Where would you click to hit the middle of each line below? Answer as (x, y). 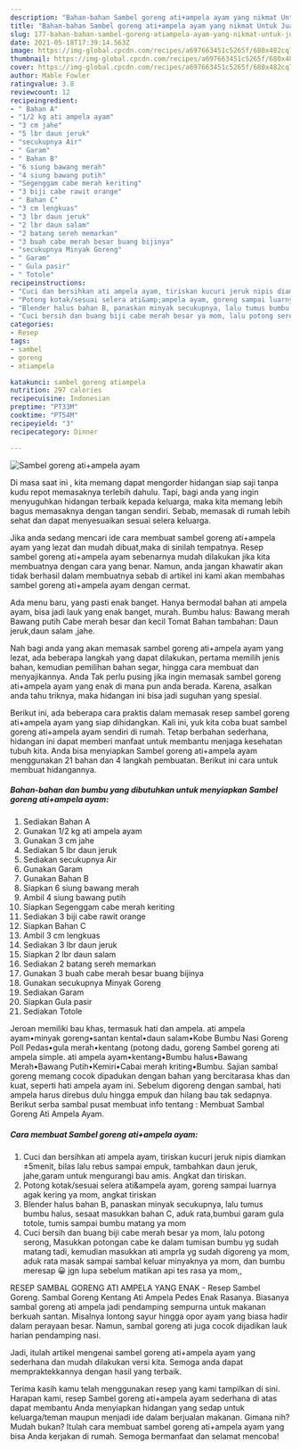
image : (22, 51)
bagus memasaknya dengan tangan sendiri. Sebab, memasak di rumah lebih (150, 510)
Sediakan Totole (53, 1011)
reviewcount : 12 (40, 92)
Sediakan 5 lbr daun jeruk (70, 850)
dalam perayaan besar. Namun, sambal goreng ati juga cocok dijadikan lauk (149, 1326)
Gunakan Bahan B (56, 879)
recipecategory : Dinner (54, 432)
